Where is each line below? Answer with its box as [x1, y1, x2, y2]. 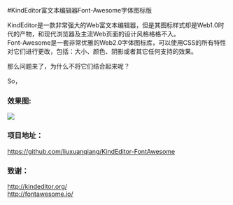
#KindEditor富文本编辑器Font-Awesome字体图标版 [7, 6, 153, 14]
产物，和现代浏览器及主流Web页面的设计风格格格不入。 [19, 30, 180, 38]
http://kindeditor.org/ [7, 182, 68, 190]
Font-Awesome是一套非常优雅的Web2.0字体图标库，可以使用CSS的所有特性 [7, 38, 226, 47]
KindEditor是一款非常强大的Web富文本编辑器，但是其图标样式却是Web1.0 [7, 21, 218, 29]
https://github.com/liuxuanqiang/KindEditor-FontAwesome [7, 147, 176, 155]
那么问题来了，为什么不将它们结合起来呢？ [7, 62, 130, 70]
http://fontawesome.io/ [7, 190, 73, 198]
